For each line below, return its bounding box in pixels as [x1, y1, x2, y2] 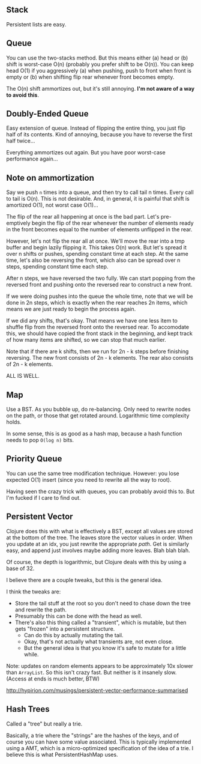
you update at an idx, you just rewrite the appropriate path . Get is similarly [6, 540, 190, 547]
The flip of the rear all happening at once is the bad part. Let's [6, 213, 160, 220]
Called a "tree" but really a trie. [6, 720, 83, 727]
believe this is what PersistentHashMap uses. [6, 751, 118, 758]
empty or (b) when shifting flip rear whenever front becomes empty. [6, 73, 175, 80]
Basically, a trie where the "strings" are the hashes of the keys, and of [6, 732, 179, 739]
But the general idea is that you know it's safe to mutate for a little [23, 644, 187, 651]
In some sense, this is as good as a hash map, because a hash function [6, 430, 182, 437]
